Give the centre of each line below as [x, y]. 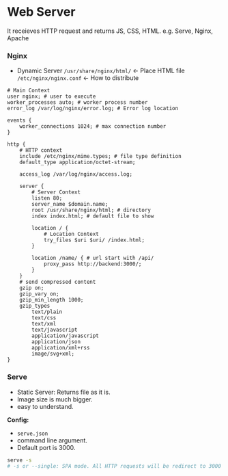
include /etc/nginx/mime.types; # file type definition [101, 157]
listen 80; [47, 198]
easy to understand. [45, 406]
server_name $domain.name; [70, 204]
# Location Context [71, 234]
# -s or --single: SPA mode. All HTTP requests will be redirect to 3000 [114, 466]
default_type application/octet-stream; [77, 162]
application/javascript [65, 336]
